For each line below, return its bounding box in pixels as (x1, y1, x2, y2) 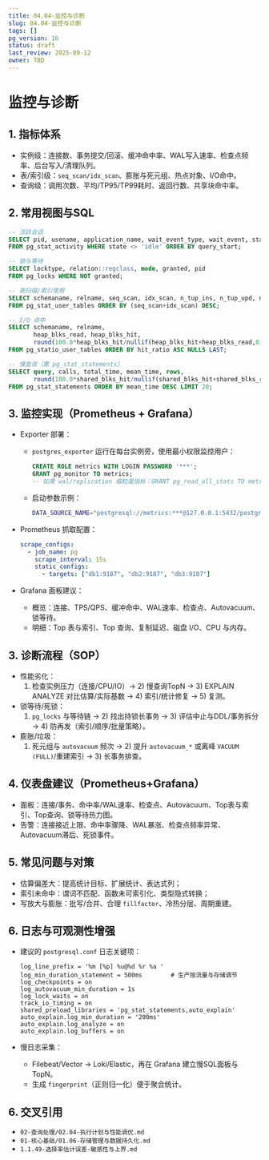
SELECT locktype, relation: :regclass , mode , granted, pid (8, 265, 206, 273)
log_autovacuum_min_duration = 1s (19, 985, 135, 993)
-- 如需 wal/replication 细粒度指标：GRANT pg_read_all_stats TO (31, 477, 246, 485)
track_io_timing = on (19, 999, 92, 1008)
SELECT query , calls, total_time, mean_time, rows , (8, 368, 184, 376)
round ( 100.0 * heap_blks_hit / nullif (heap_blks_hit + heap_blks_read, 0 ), (33, 338, 267, 347)
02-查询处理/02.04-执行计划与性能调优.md (19, 1129, 145, 1137)
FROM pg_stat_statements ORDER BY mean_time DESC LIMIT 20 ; (8, 382, 214, 391)
